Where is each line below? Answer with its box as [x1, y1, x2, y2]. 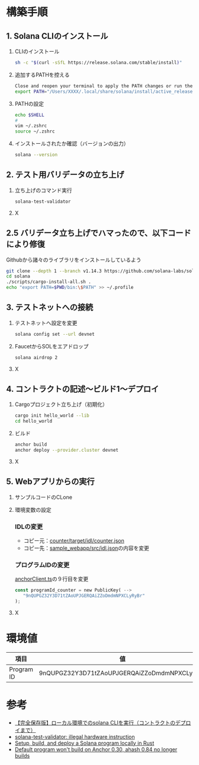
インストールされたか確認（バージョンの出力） [14, 140, 129, 147]
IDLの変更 [14, 522, 43, 531]
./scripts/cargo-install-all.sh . [6, 279, 92, 285]
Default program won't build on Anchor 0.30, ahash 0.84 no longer [14, 745, 178, 753]
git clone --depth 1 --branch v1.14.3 [6, 268, 102, 274]
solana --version [14, 152, 58, 158]
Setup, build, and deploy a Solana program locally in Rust [14, 739, 155, 747]
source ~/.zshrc [14, 128, 55, 134]
